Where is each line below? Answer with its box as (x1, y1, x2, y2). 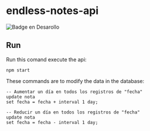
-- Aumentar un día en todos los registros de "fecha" (6, 89, 143, 95)
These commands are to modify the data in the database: (6, 77, 145, 84)
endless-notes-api (6, 4, 99, 18)
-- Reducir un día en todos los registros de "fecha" (6, 109, 141, 115)
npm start (6, 67, 30, 73)
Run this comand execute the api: (6, 56, 87, 63)
